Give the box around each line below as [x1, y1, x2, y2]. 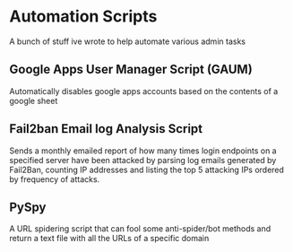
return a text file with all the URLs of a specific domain [9, 233, 210, 244]
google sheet [9, 95, 58, 106]
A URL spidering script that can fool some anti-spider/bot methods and [9, 223, 271, 234]
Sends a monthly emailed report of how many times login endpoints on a [9, 145, 277, 156]
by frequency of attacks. [9, 173, 100, 185]
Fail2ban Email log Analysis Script [9, 121, 203, 136]
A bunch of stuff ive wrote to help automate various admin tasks [9, 36, 246, 47]
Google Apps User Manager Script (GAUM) [9, 62, 253, 77]
